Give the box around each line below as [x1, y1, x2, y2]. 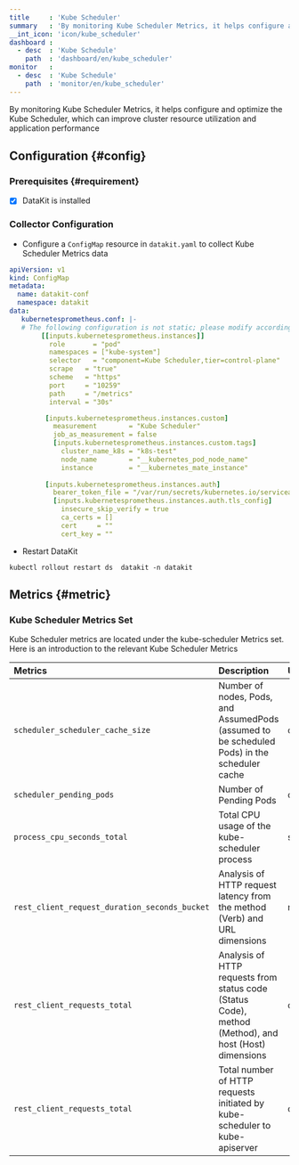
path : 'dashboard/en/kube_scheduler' [25, 54, 174, 63]
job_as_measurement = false [53, 430, 158, 439]
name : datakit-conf [17, 290, 90, 299]
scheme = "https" [48, 373, 122, 382]
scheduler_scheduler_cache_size [13, 725, 151, 736]
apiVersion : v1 [9, 265, 66, 274]
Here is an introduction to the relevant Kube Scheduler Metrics [9, 643, 238, 655]
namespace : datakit [17, 298, 90, 307]
